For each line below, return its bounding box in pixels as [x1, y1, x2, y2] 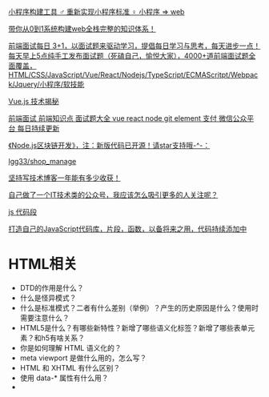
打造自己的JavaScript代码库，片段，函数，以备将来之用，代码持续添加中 [8, 224, 247, 234]
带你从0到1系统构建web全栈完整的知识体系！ [8, 24, 156, 34]
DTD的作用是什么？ [19, 283, 84, 292]
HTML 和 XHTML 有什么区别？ [19, 363, 121, 372]
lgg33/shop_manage [8, 157, 77, 166]
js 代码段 [8, 207, 38, 216]
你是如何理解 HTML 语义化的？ [19, 343, 122, 352]
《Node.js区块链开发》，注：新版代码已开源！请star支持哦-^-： [8, 141, 211, 150]
